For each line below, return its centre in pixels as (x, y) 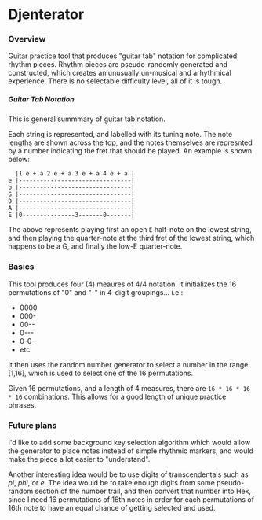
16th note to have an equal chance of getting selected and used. (112, 508)
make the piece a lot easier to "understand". (79, 459)
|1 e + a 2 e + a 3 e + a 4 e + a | (75, 174)
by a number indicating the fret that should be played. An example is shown (130, 151)
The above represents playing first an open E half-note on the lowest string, (130, 230)
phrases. (22, 405)
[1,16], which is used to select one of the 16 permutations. (101, 373)
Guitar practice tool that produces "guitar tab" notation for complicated (123, 56)
